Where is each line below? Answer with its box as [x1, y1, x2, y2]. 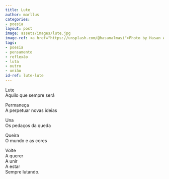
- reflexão [5, 54, 28, 59]
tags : [5, 40, 17, 45]
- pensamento [5, 49, 33, 54]
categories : [5, 17, 30, 22]
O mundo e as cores [5, 137, 47, 144]
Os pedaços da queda [5, 122, 51, 129]
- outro [5, 64, 22, 69]
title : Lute [5, 7, 30, 13]
